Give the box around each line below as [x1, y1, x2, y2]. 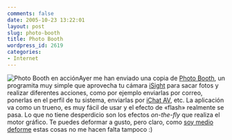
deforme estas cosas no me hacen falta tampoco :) [7, 125, 153, 133]
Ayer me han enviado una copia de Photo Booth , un [78, 74, 225, 82]
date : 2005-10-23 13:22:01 [7, 17, 85, 23]
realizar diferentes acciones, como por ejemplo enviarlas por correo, [7, 88, 203, 97]
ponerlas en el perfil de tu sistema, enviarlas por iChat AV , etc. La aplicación [7, 96, 224, 104]
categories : [7, 49, 42, 56]
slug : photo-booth [7, 29, 60, 37]
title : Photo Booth [7, 36, 64, 43]
